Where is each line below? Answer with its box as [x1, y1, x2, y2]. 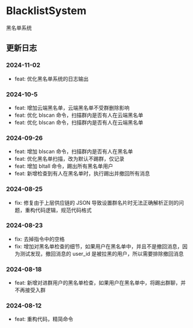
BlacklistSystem [6, 4, 87, 18]
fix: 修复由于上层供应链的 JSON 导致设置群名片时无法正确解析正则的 [14, 199, 180, 206]
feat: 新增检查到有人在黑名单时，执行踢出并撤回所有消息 [14, 170, 150, 177]
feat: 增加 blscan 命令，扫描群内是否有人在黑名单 [14, 148, 133, 155]
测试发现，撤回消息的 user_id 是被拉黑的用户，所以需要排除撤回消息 [19, 250, 184, 257]
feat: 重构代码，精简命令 [14, 316, 74, 323]
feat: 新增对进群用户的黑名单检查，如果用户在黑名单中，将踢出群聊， [14, 279, 181, 286]
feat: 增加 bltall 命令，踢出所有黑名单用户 [14, 163, 113, 170]
